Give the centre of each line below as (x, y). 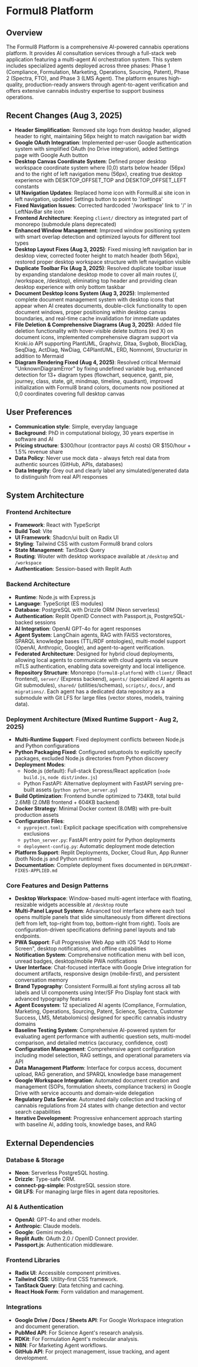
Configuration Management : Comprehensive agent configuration (95, 1049)
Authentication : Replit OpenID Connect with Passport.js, (84, 616)
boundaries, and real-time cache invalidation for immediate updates (97, 318)
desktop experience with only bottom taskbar (70, 287)
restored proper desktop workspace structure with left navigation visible (103, 262)
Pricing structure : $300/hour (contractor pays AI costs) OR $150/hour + (103, 445)
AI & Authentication (35, 1207)
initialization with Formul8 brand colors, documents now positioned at (99, 387)
